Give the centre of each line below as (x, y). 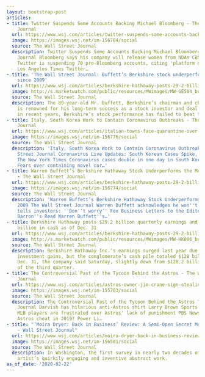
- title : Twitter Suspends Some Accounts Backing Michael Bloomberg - (98, 23)
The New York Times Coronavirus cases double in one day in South (103, 159)
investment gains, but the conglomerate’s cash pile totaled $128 (103, 256)
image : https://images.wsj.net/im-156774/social (75, 188)
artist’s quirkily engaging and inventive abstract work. (92, 359)
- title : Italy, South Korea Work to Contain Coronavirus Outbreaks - (98, 120)
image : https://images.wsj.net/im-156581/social (75, 342)
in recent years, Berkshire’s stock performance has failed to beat (106, 114)
